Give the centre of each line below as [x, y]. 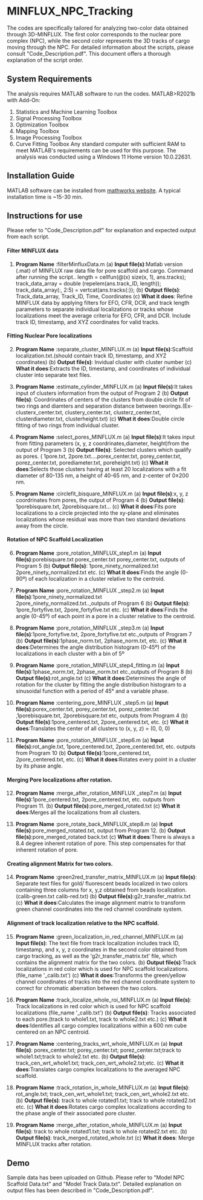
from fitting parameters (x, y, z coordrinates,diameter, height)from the [102, 443]
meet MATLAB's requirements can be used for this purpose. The [96, 150]
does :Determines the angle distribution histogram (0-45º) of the [95, 647]
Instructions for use [45, 216]
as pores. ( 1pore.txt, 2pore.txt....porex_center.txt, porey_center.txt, [98, 456]
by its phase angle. [39, 766]
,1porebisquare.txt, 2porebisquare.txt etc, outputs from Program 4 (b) [102, 716]
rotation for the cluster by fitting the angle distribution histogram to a [101, 684]
